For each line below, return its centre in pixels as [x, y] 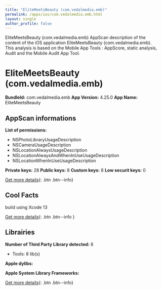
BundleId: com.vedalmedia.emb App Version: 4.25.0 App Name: [71, 97]
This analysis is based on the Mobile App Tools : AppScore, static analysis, [81, 48]
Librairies [20, 232]
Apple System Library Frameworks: [42, 273]
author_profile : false [28, 23]
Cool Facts [22, 195]
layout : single [21, 19]
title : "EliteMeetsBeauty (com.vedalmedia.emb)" [56, 10]
